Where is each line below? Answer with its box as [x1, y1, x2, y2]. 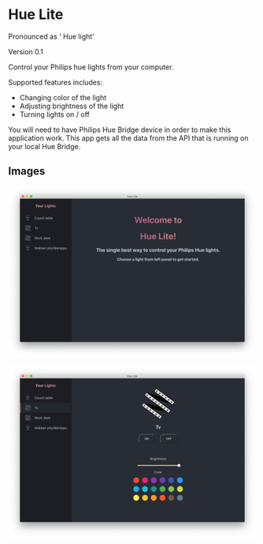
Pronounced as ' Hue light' [8, 32, 94, 41]
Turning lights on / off [19, 109, 91, 119]
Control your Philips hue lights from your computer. [8, 62, 174, 72]
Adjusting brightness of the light [19, 101, 124, 111]
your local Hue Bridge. [8, 141, 81, 151]
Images [8, 164, 46, 178]
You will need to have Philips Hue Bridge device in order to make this [8, 125, 232, 134]
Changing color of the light [19, 92, 107, 102]
